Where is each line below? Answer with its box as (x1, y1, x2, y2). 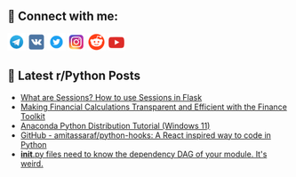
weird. (20, 157, 44, 169)
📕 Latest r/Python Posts (7, 68, 141, 84)
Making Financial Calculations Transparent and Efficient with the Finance (20, 101, 287, 112)
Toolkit (20, 110, 45, 121)
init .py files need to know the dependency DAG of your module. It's (20, 149, 268, 159)
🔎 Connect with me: (7, 9, 118, 24)
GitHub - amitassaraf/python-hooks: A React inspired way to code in (20, 130, 272, 141)
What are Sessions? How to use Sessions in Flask (20, 92, 203, 102)
